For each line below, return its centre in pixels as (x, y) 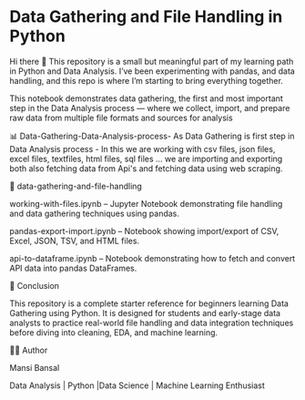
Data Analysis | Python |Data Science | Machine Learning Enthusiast (137, 385)
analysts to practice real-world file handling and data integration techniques (152, 323)
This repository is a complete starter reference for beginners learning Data (149, 303)
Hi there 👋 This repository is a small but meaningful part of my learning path (152, 61)
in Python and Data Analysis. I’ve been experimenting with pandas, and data (152, 71)
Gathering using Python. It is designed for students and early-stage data (145, 313)
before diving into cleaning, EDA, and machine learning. (114, 332)
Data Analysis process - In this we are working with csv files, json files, (142, 149)
